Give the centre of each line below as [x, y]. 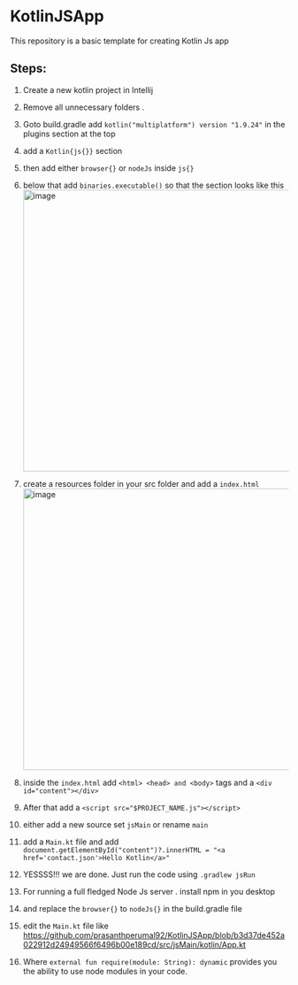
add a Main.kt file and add [71, 842]
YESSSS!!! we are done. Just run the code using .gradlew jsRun [139, 874]
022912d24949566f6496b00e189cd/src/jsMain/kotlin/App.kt [134, 944]
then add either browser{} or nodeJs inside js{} [108, 168]
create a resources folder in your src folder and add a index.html [141, 483]
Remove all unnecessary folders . [84, 107]
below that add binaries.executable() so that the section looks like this [153, 185]
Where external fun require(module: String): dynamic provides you [150, 961]
